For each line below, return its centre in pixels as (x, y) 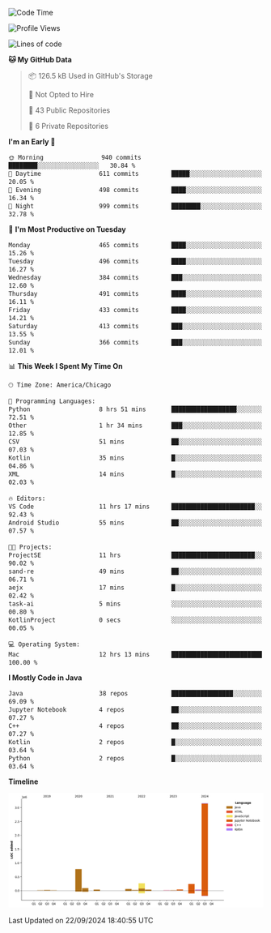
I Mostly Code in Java (45, 678)
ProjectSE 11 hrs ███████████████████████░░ (135, 555)
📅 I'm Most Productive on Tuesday (68, 229)
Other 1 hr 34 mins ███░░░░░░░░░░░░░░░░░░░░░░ (135, 426)
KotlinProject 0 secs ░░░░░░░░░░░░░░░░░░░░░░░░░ (135, 620)
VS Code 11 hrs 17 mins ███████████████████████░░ (135, 507)
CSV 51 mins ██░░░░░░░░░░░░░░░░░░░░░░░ (135, 442)
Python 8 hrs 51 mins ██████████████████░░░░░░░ (135, 409)
